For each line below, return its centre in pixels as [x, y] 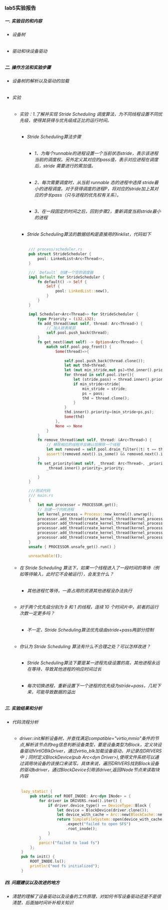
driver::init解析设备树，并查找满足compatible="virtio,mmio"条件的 [87, 738]
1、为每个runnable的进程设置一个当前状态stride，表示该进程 [96, 153]
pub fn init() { [38, 857]
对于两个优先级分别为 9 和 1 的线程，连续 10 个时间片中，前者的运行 [89, 607]
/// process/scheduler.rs [56, 249]
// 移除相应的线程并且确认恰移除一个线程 [83, 445]
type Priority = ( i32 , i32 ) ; [66, 319]
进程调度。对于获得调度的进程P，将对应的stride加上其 [99, 189]
